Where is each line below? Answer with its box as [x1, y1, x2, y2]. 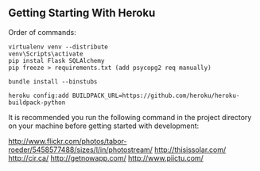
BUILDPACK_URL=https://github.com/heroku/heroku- [72, 91, 240, 99]
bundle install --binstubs [8, 77, 98, 86]
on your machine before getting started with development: [8, 121, 200, 130]
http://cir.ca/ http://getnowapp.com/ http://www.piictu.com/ [8, 153, 204, 162]
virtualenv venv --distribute [8, 43, 109, 51]
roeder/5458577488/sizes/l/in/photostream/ [8, 145, 153, 154]
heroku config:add [8, 91, 69, 99]
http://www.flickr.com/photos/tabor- [8, 136, 127, 146]
